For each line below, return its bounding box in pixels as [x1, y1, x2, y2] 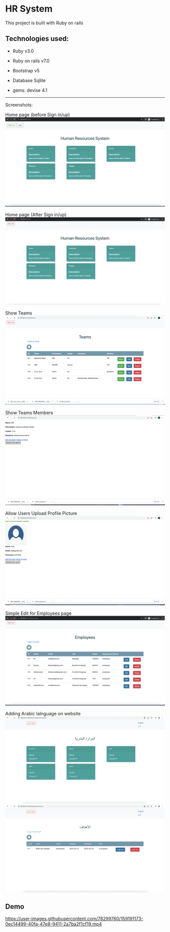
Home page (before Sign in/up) [5, 111, 70, 117]
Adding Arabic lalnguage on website [5, 710, 81, 716]
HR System [5, 3, 53, 15]
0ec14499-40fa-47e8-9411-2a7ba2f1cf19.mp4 [5, 921, 102, 927]
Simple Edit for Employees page [5, 611, 72, 617]
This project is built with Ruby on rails [5, 20, 83, 26]
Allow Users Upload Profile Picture [5, 510, 77, 516]
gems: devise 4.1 [12, 87, 48, 93]
